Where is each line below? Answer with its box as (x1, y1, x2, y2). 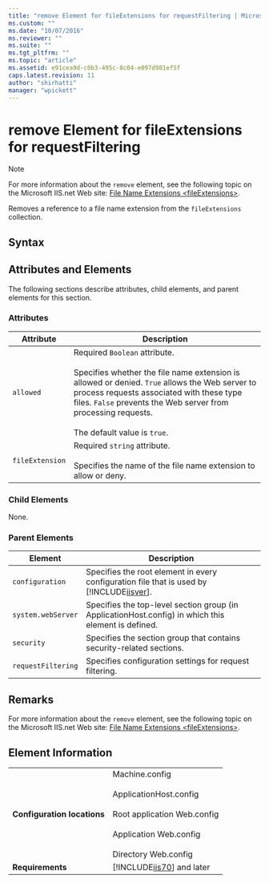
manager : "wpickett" (8, 86, 78, 95)
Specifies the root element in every (85, 566, 218, 578)
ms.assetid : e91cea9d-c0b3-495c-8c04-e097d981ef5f (8, 64, 181, 72)
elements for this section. (8, 292, 92, 302)
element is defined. (85, 619, 159, 631)
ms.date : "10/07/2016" (8, 26, 84, 34)
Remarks (8, 692, 54, 706)
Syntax (8, 236, 45, 249)
